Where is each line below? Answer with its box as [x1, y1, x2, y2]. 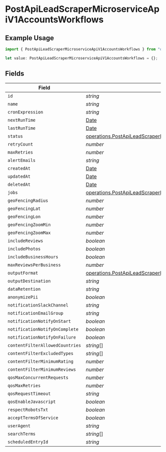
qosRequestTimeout [7, 391, 51, 397]
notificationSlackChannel [7, 302, 69, 308]
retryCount [7, 141, 33, 147]
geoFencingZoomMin [7, 222, 51, 227]
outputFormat [7, 270, 39, 276]
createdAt [7, 165, 31, 171]
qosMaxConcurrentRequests [7, 375, 69, 380]
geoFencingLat [7, 205, 41, 211]
